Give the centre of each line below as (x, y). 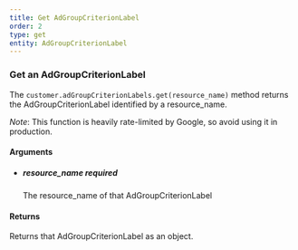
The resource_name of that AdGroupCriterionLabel (117, 196)
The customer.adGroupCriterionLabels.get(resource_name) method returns (149, 94)
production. (31, 131)
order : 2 (26, 26)
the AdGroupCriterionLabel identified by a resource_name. (119, 104)
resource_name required (70, 172)
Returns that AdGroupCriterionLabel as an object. (101, 236)
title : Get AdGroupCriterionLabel (75, 18)
